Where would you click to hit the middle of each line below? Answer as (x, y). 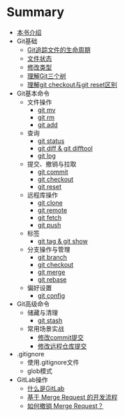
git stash (50, 320)
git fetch (50, 218)
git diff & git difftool (65, 148)
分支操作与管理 (49, 249)
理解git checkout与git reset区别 (72, 84)
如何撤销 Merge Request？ (65, 406)
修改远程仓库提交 (62, 346)
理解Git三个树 (47, 76)
